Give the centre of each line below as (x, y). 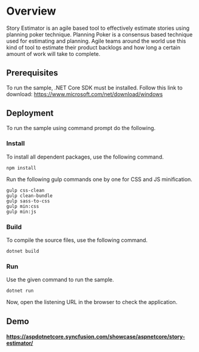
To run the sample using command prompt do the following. (81, 128)
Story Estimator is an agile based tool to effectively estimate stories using (98, 28)
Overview (31, 11)
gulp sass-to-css (28, 201)
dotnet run (20, 291)
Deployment (30, 113)
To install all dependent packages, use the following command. (85, 157)
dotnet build (23, 251)
